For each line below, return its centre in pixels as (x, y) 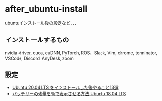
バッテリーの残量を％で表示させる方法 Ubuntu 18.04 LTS (69, 93)
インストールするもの (37, 40)
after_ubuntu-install (46, 9)
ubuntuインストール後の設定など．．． (42, 23)
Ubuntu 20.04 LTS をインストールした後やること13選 (65, 87)
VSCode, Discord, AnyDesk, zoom (40, 58)
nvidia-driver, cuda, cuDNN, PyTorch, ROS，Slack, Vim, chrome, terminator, (81, 53)
